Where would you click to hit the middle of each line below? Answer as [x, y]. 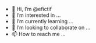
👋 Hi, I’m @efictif [32, 9]
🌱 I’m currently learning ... [42, 21]
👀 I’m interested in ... [36, 15]
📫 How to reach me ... [38, 34]
